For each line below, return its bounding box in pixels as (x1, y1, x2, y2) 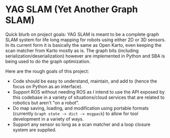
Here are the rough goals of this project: (5, 68, 90, 74)
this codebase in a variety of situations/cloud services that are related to (12, 94, 165, 100)
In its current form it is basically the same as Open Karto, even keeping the (5, 42, 162, 48)
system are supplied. (12, 126, 57, 133)
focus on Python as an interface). (12, 83, 83, 90)
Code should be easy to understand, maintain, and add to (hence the (12, 78, 157, 84)
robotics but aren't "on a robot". (12, 99, 80, 105)
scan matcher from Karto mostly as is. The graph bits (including (5, 47, 139, 53)
